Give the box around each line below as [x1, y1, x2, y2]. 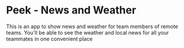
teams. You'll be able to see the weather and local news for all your [6, 29, 169, 36]
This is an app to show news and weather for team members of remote [6, 23, 179, 30]
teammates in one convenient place [6, 35, 93, 42]
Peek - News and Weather [6, 4, 137, 17]
